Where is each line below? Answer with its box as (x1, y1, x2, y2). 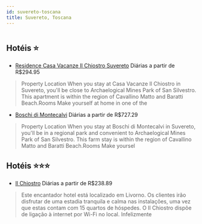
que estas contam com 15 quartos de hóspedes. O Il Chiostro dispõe (21, 204, 192, 212)
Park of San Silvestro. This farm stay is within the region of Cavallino (21, 136, 192, 143)
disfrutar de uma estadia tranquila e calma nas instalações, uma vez (21, 198, 191, 205)
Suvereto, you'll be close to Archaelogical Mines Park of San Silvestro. (21, 87, 197, 94)
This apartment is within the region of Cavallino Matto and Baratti (21, 93, 183, 100)
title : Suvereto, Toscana (6, 15, 71, 21)
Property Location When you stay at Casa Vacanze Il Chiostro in (21, 80, 181, 88)
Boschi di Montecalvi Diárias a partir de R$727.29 (15, 111, 138, 119)
